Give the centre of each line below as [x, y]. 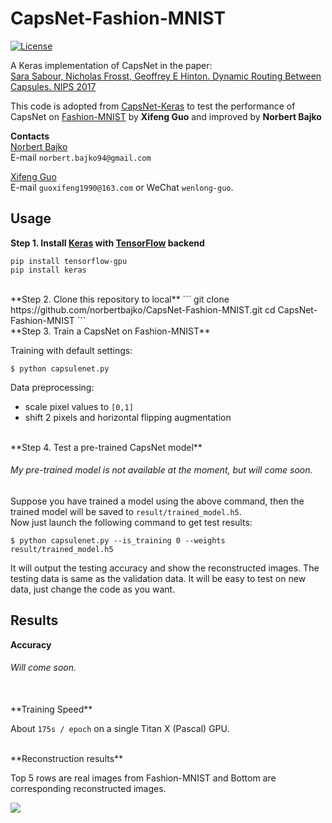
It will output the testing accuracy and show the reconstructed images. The [165, 568]
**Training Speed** [51, 709]
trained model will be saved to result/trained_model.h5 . [126, 511]
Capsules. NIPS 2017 [53, 86]
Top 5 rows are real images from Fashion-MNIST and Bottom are [143, 778]
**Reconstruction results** [67, 758]
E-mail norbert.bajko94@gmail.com [81, 157]
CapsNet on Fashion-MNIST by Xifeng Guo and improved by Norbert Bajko [166, 116]
